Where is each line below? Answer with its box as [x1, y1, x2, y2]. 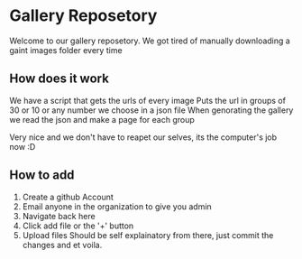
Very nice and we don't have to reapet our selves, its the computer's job [9, 132, 278, 143]
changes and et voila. [22, 239, 103, 250]
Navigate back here [22, 210, 96, 221]
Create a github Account [22, 191, 114, 202]
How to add [9, 168, 75, 183]
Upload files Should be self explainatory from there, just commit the [22, 229, 274, 240]
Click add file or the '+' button [22, 220, 134, 231]
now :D [9, 141, 36, 152]
